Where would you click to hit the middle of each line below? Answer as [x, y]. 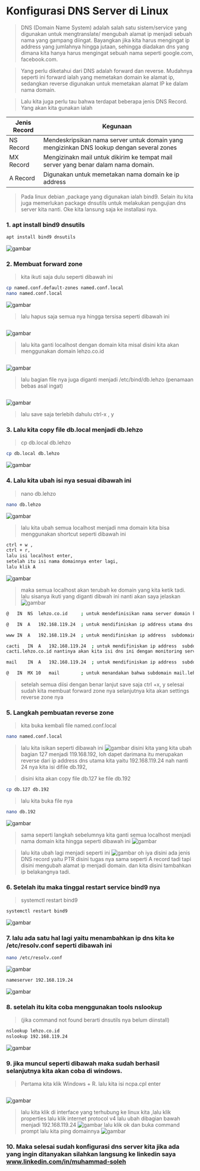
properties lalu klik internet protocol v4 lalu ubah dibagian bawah [100, 1118]
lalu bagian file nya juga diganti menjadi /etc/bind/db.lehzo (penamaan [107, 380]
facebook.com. [39, 59]
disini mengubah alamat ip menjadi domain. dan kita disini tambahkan [106, 865]
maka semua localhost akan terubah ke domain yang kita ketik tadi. [103, 590]
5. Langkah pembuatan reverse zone [60, 712]
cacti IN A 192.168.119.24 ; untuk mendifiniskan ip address [92, 646]
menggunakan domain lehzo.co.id [62, 351]
